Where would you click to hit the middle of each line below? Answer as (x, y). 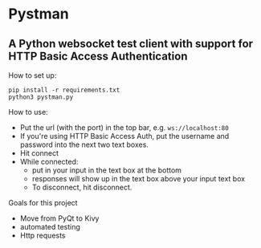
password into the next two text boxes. (84, 144)
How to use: (28, 112)
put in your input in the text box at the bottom (107, 170)
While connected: (49, 162)
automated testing (50, 227)
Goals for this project (43, 203)
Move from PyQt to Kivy (59, 218)
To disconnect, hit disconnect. (82, 187)
